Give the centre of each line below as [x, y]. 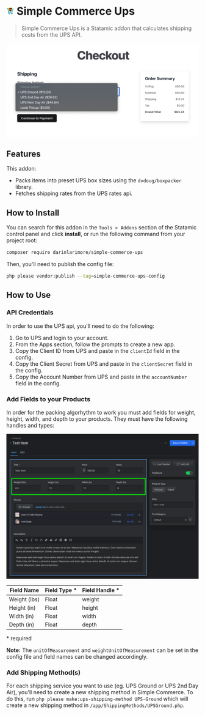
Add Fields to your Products [48, 399]
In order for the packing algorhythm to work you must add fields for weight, [101, 412]
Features [23, 154]
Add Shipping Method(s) [44, 672]
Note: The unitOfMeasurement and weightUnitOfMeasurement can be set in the [103, 650]
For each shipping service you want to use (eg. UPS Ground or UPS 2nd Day [103, 686]
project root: [22, 240]
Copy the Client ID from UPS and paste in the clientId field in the [97, 350]
